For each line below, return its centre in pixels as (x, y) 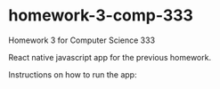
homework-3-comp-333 (101, 16)
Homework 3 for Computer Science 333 (82, 40)
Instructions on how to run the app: (73, 74)
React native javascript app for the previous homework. (110, 57)
